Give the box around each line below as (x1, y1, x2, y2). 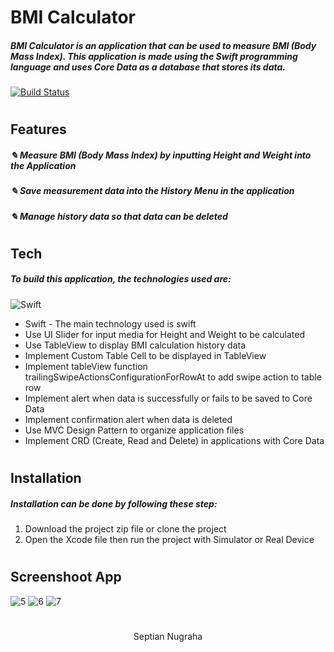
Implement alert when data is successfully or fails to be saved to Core (24, 392, 313, 404)
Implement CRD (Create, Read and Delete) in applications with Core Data (24, 434, 325, 446)
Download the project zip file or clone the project (24, 523, 227, 535)
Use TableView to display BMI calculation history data (24, 339, 247, 351)
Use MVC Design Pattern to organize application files (24, 424, 245, 436)
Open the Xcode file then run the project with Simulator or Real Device (24, 534, 315, 545)
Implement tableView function (24, 360, 148, 372)
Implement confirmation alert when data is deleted (24, 413, 233, 425)
